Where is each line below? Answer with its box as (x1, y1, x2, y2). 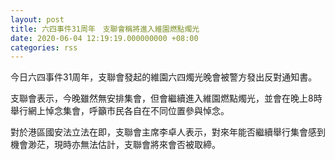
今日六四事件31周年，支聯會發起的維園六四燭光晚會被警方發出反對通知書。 (10, 71, 318, 83)
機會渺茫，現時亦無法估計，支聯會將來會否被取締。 (10, 139, 221, 151)
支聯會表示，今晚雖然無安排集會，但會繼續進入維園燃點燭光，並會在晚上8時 (10, 92, 323, 105)
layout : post (10, 14, 65, 25)
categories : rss (10, 42, 78, 53)
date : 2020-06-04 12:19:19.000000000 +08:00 (10, 33, 199, 43)
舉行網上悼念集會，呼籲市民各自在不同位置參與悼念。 (10, 105, 230, 117)
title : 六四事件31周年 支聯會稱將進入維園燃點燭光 (10, 24, 200, 34)
